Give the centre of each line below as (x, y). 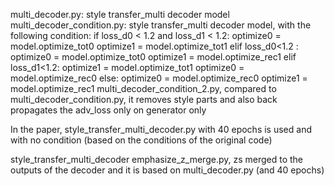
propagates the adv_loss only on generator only (108, 110)
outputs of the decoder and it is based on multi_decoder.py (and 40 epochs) (167, 170)
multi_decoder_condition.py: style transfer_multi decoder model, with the (161, 25)
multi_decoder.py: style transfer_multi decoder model (120, 14)
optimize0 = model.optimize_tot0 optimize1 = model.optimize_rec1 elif (153, 57)
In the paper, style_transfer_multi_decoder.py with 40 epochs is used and (161, 129)
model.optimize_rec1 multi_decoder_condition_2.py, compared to (143, 88)
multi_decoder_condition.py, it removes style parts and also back (144, 99)
